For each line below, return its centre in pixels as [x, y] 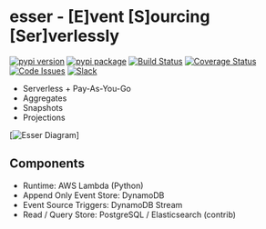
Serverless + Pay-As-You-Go [77, 88]
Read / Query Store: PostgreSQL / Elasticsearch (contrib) [129, 214]
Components [47, 164]
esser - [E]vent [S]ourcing [110, 17]
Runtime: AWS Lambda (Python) [83, 185]
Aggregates [45, 98]
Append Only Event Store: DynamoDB [93, 195]
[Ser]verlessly [65, 36]
